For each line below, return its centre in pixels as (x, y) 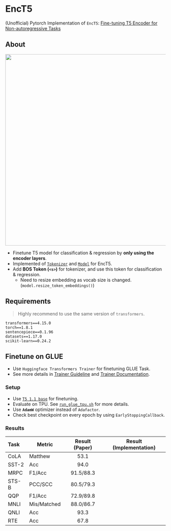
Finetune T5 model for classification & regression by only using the (83, 253)
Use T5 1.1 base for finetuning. (46, 398)
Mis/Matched (45, 504)
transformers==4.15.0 (28, 323)
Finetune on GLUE (34, 356)
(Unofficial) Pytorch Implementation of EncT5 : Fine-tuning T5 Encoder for (81, 23)
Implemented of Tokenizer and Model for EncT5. (62, 263)
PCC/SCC (41, 484)
